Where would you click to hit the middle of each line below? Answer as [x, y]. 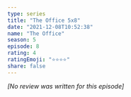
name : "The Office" [36, 33]
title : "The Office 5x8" [44, 20]
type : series [27, 14]
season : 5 [22, 40]
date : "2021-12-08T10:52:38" [50, 27]
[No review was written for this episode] [66, 86]
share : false [27, 66]
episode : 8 [23, 46]
